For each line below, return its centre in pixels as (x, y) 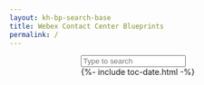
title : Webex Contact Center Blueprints (87, 26)
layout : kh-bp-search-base (60, 18)
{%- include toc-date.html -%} (138, 72)
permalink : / (34, 34)
